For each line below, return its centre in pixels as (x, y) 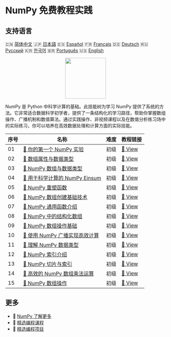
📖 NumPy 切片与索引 (48, 264)
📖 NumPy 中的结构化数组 (53, 216)
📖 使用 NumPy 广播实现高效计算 (61, 235)
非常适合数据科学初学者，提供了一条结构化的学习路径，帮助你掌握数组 (92, 113)
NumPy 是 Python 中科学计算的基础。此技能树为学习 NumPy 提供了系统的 (82, 107)
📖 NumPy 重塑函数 (45, 188)
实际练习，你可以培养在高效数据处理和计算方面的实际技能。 (72, 126)
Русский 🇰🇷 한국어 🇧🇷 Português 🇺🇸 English (55, 50)
